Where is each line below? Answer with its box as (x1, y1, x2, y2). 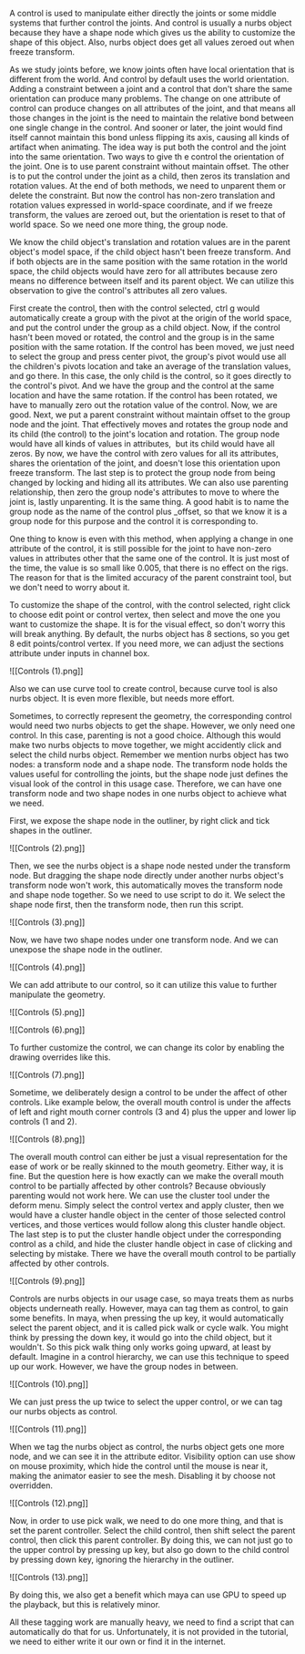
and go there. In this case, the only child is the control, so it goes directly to (9, 371, 291, 381)
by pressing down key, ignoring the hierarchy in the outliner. (9, 1554, 235, 1565)
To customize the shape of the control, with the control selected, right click (9, 600, 291, 610)
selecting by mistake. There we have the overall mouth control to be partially (9, 1248, 297, 1258)
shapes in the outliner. (9, 825, 93, 836)
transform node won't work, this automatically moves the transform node (9, 879, 284, 890)
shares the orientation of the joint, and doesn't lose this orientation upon (9, 457, 280, 468)
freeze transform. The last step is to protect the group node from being (9, 467, 276, 478)
